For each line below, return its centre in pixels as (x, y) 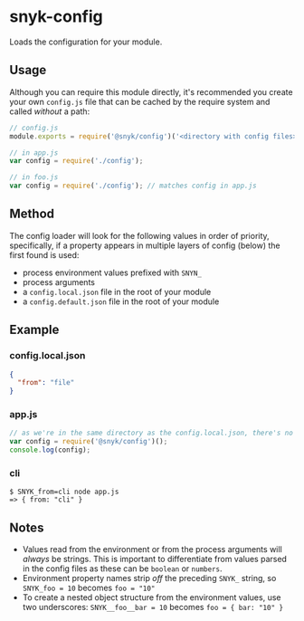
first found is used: (44, 254)
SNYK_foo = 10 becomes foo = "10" (89, 588)
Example (34, 330)
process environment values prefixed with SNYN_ (112, 272)
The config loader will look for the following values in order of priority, (139, 235)
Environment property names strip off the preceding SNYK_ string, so (149, 578)
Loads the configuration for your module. (86, 42)
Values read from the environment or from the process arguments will (152, 549)
